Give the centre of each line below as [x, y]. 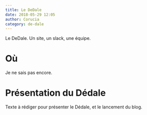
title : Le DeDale [23, 10]
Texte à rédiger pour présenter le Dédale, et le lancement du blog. [74, 107]
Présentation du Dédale [56, 93]
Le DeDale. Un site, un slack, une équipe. [48, 38]
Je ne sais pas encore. [29, 73]
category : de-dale [24, 24]
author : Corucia [22, 19]
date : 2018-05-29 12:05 [30, 15]
